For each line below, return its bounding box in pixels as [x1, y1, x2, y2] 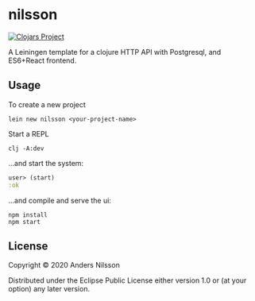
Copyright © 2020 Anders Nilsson [8, 260, 121, 270]
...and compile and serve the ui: [8, 195, 111, 205]
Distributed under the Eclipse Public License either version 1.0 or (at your [8, 276, 247, 285]
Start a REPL [8, 129, 49, 138]
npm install [8, 210, 48, 219]
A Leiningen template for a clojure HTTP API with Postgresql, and [8, 47, 222, 56]
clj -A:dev [8, 145, 44, 152]
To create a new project [8, 99, 86, 109]
